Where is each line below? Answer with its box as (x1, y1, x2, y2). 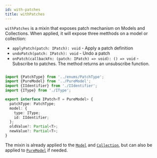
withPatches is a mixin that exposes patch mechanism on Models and (5, 25, 145, 31)
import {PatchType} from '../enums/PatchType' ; (5, 74, 105, 79)
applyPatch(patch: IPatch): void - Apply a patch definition (12, 45, 133, 51)
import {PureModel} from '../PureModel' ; (5, 79, 91, 84)
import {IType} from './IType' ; (5, 88, 71, 93)
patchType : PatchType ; (9, 101, 56, 106)
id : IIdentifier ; (14, 115, 50, 120)
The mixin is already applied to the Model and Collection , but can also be (5, 142, 153, 148)
